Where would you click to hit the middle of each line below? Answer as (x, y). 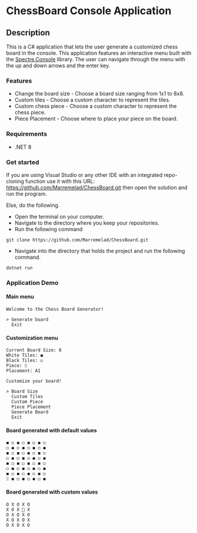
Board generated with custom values (52, 492)
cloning (15, 181)
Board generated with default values (51, 430)
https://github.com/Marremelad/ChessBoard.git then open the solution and (97, 187)
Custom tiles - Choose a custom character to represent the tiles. (92, 100)
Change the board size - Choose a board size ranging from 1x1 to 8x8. (99, 94)
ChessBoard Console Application (89, 11)
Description (28, 33)
